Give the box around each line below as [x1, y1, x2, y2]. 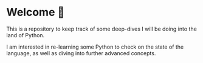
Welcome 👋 [6, 5, 65, 19]
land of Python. [6, 31, 45, 38]
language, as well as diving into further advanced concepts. [6, 49, 156, 56]
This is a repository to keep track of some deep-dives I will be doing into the [6, 25, 198, 32]
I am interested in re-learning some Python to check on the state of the [6, 43, 184, 50]
